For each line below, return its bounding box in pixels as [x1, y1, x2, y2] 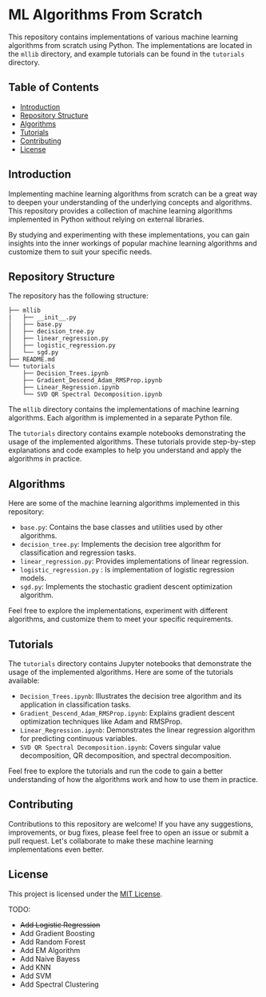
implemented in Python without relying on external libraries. [8, 214, 205, 224]
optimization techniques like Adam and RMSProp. [19, 717, 183, 726]
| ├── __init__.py [8, 313, 77, 321]
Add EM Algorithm [19, 945, 81, 955]
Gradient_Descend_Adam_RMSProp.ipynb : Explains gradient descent [19, 708, 235, 717]
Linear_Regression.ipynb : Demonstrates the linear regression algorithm [19, 725, 256, 735]
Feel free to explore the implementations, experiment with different [8, 606, 228, 616]
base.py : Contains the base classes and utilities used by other [19, 522, 224, 532]
